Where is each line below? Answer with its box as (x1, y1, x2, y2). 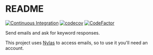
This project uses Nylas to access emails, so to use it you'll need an (5, 39, 148, 46)
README (5, 3, 44, 15)
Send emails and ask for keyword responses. (5, 30, 100, 36)
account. (5, 45, 24, 51)
